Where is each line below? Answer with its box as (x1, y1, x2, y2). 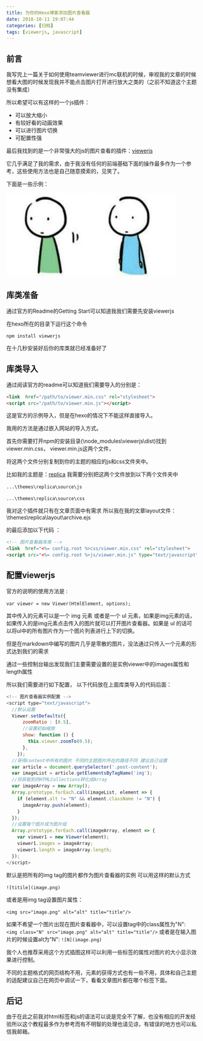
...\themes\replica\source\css (6, 496, 85, 502)
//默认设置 (11, 707, 36, 713)
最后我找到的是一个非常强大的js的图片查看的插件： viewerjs (6, 147, 153, 154)
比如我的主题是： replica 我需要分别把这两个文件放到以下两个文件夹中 (6, 471, 178, 478)
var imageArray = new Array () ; (11, 783, 91, 789)
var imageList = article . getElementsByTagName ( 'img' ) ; (11, 770, 153, 777)
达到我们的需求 (11, 647, 49, 654)
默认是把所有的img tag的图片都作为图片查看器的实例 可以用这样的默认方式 (6, 871, 191, 878)
